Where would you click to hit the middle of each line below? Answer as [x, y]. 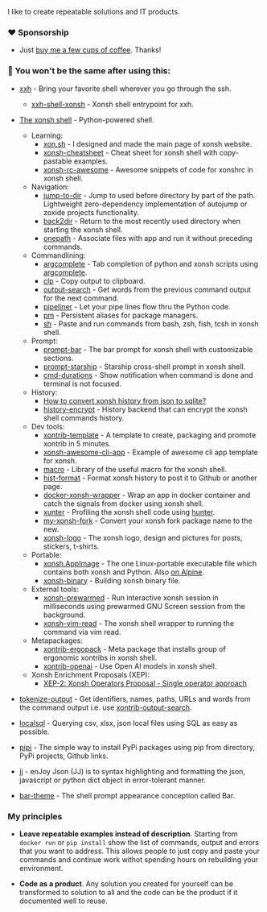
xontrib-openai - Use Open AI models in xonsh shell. [130, 666]
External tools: [55, 589]
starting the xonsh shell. [83, 230]
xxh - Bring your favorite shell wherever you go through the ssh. [125, 89]
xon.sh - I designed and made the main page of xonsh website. [148, 143]
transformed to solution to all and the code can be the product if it [128, 892]
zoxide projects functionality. [91, 212]
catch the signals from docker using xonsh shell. [123, 504]
